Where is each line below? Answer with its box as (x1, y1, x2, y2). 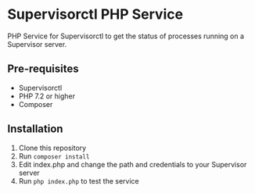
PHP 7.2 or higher (18, 91, 76, 101)
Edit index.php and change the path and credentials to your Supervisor (18, 159, 247, 169)
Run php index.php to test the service (18, 176, 140, 185)
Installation (7, 123, 63, 136)
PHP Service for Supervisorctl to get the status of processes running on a (7, 31, 244, 41)
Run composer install (18, 151, 90, 161)
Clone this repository (18, 143, 87, 152)
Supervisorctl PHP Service (7, 5, 184, 23)
